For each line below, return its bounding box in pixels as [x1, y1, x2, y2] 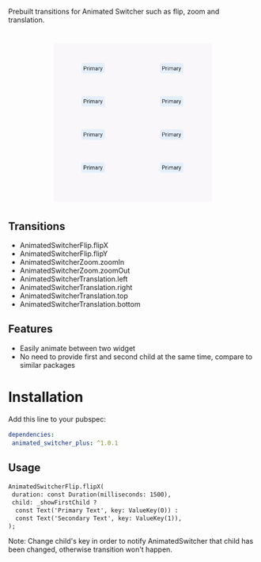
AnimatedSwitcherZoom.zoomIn [19, 258, 125, 266]
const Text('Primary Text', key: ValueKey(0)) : [15, 507, 179, 514]
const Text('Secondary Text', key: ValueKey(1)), [15, 514, 182, 522]
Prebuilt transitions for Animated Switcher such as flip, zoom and [8, 7, 220, 16]
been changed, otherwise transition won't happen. [8, 545, 172, 554]
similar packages [19, 360, 75, 369]
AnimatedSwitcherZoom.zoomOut [19, 266, 130, 275]
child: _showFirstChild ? [11, 499, 97, 507]
